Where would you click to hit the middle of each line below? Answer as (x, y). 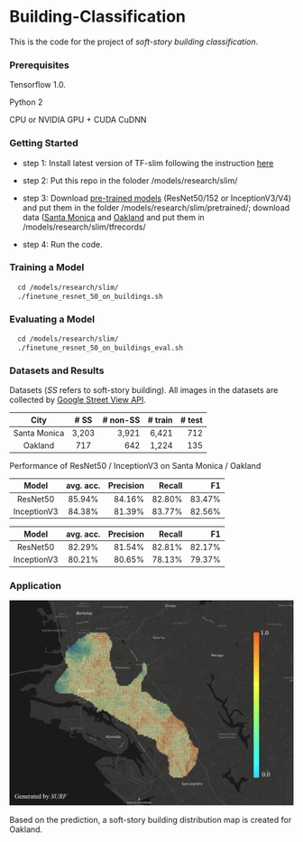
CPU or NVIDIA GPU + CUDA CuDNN (78, 120)
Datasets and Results (57, 370)
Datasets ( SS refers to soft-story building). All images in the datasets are (144, 390)
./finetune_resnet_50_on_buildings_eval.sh (100, 348)
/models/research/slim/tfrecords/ (84, 227)
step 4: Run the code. (62, 244)
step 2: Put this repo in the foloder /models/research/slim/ (130, 180)
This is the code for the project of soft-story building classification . (134, 42)
